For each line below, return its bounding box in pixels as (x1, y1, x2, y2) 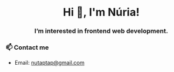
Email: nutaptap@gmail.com (14, 59, 85, 67)
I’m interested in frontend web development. (34, 27, 169, 35)
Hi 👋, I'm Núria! (62, 5, 140, 19)
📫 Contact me (5, 43, 49, 52)
